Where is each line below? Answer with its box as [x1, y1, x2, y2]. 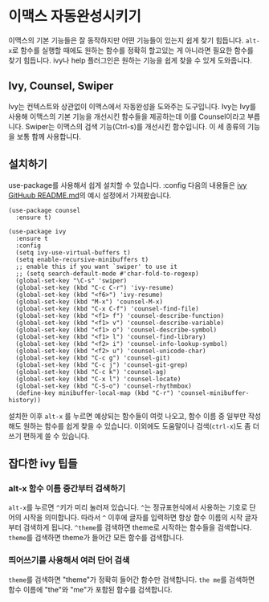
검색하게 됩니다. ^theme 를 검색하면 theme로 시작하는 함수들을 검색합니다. [22, 523, 252, 532]
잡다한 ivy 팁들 [8, 457, 78, 470]
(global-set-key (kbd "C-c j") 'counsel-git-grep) [15, 360, 189, 369]
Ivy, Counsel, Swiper [8, 79, 114, 93]
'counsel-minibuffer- [177, 388, 250, 397]
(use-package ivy [8, 227, 67, 235]
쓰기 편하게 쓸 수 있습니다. [8, 431, 90, 441]
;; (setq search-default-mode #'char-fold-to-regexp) [15, 270, 199, 278]
